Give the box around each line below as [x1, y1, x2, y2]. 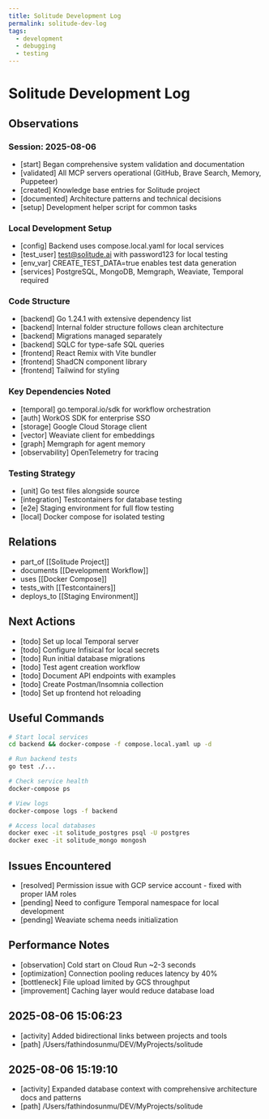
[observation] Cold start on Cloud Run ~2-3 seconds [19, 959, 196, 969]
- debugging [15, 42, 57, 50]
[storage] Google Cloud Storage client [19, 421, 147, 431]
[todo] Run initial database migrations [19, 653, 146, 663]
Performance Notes [8, 938, 110, 952]
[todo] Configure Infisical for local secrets [19, 645, 160, 655]
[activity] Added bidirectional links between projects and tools [19, 1031, 228, 1040]
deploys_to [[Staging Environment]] [19, 591, 139, 600]
